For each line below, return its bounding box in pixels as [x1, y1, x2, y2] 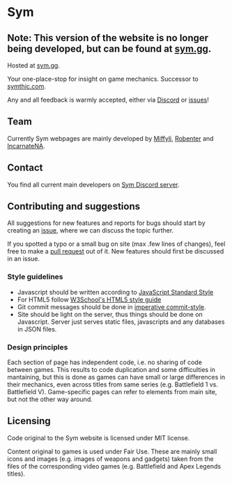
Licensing [7, 415, 51, 427]
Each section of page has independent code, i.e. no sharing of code [7, 358, 202, 366]
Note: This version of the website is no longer [7, 32, 209, 44]
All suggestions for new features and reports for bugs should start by [7, 219, 206, 227]
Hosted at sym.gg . [7, 61, 61, 70]
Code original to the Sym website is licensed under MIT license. [7, 433, 190, 442]
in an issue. [7, 255, 40, 263]
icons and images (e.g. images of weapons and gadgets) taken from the [7, 454, 214, 463]
